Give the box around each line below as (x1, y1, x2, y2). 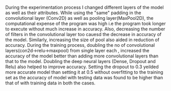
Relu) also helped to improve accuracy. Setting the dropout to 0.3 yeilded (5, 64, 159, 70)
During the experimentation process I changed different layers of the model (5, 5, 164, 10)
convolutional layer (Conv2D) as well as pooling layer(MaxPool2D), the (5, 15, 154, 21)
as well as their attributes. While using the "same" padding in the (5, 10, 141, 16)
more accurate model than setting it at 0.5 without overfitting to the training (5, 69, 163, 75)
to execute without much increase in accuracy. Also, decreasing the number (5, 26, 165, 32)
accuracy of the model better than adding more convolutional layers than (5, 53, 159, 59)
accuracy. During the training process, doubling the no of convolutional (5, 42, 155, 48)
